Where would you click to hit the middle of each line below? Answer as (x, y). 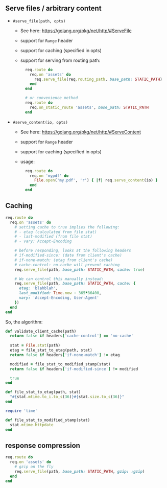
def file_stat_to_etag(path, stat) (43, 392)
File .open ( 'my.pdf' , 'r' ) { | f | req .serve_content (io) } (96, 180)
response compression (43, 445)
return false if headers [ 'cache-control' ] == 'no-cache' (72, 336)
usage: (27, 161)
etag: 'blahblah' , (38, 288)
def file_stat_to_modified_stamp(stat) (48, 420)
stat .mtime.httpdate (32, 425)
